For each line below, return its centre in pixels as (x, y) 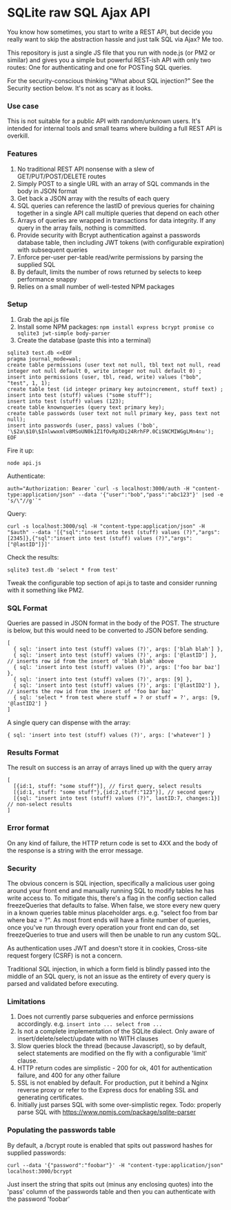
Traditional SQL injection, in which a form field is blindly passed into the (109, 969)
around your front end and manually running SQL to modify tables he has (111, 891)
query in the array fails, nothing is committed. (82, 228)
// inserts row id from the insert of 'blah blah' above (91, 661)
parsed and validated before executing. (63, 984)
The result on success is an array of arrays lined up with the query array (110, 768)
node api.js (24, 463)
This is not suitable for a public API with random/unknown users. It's (104, 121)
